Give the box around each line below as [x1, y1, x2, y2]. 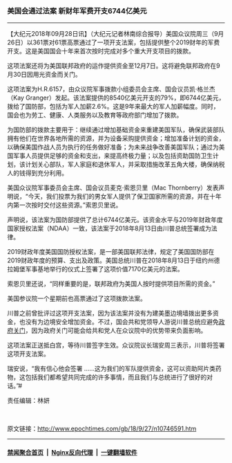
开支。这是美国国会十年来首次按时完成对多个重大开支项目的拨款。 [7, 47, 195, 55]
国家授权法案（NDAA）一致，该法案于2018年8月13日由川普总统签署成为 [7, 224, 212, 233]
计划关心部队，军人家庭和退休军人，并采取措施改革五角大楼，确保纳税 [25, 161, 225, 169]
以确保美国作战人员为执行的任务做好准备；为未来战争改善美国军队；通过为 [7, 143, 219, 152]
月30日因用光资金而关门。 [7, 71, 81, 79]
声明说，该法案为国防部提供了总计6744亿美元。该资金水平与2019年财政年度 [7, 216, 223, 224]
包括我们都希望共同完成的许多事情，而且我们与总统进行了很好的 [25, 373, 207, 381]
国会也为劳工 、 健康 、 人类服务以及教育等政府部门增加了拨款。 [7, 111, 183, 119]
